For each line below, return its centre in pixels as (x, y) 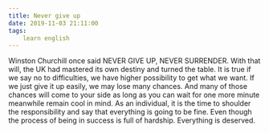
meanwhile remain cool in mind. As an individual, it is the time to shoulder (130, 103)
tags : (17, 30)
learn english (46, 38)
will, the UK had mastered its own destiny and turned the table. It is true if (130, 70)
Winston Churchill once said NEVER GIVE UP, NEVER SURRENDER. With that (134, 61)
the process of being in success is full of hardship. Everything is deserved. (132, 120)
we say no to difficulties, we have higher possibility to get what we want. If (131, 78)
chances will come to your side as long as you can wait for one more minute (134, 95)
